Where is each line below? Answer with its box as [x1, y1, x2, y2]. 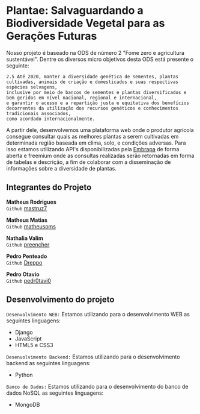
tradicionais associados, [6, 110, 71, 116]
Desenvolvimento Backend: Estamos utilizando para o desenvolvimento [6, 353, 180, 360]
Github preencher [6, 240, 50, 248]
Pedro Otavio [6, 271, 40, 278]
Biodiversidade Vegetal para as [6, 16, 165, 30]
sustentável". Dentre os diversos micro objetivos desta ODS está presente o [6, 55, 194, 63]
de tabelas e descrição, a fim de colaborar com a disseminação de [6, 158, 171, 166]
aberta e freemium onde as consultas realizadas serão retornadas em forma [6, 152, 195, 159]
